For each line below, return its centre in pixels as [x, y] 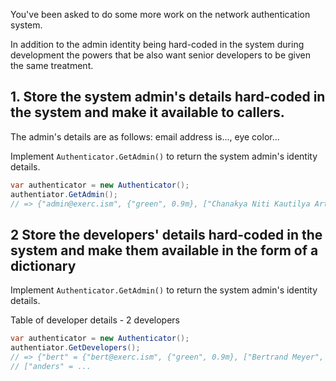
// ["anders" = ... [51, 366]
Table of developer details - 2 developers [95, 320]
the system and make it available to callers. [147, 112]
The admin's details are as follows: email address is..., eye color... [145, 136]
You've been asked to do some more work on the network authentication [160, 14]
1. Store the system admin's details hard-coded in [168, 97]
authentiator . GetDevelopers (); [75, 348]
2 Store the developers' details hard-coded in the [166, 234]
